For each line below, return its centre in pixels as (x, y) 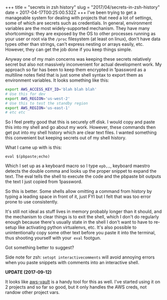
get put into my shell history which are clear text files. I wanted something (81, 133)
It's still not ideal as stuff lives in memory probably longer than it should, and (83, 211)
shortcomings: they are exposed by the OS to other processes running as (81, 34)
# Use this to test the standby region (47, 103)
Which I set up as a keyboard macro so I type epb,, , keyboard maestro (78, 166)
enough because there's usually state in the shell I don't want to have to (79, 222)
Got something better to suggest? (40, 248)
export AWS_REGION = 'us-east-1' (38, 108)
